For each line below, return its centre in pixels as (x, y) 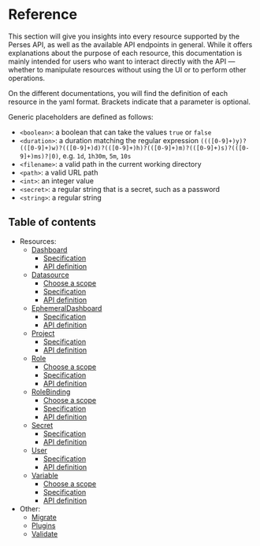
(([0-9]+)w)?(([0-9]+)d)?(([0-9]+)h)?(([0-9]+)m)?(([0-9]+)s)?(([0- (134, 148)
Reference (43, 15)
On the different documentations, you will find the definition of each (118, 93)
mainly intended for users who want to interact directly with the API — (122, 61)
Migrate (44, 517)
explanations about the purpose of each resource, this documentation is (125, 53)
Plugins (43, 526)
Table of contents (52, 222)
